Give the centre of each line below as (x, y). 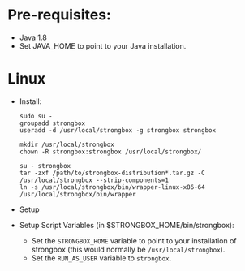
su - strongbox (45, 166)
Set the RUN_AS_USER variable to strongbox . (101, 258)
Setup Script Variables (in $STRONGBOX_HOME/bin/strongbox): (127, 225)
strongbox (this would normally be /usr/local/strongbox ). (128, 249)
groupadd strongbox (52, 123)
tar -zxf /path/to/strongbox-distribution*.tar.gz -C (112, 173)
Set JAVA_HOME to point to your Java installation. (103, 45)
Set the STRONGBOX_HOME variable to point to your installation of (134, 240)
